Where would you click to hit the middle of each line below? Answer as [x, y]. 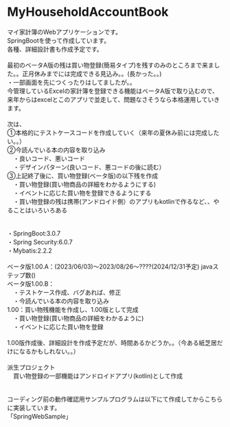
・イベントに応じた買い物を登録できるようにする [82, 193]
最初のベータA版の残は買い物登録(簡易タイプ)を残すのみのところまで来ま [111, 65]
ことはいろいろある [40, 210]
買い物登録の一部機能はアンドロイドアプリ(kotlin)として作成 [98, 375]
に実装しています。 [34, 408]
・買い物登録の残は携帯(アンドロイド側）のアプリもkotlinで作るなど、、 [113, 201]
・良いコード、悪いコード [49, 158]
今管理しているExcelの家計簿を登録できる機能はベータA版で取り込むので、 [113, 91]
